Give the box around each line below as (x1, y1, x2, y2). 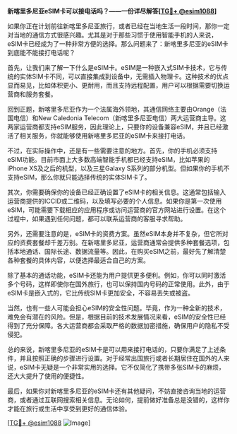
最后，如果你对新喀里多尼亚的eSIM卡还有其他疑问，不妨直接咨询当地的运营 (7, 387, 226, 395)
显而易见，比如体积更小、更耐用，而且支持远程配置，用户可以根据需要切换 (7, 81, 224, 89)
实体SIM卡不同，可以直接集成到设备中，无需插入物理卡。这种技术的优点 (19, 72, 229, 81)
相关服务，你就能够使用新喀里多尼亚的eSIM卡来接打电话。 (19, 131, 189, 140)
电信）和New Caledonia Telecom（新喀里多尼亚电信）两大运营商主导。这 (13, 114, 227, 122)
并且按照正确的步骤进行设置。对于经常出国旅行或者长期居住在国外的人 (19, 354, 224, 363)
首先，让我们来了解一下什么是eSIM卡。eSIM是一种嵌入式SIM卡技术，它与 (7, 64, 221, 71)
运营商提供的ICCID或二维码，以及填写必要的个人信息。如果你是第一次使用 (7, 197, 222, 205)
